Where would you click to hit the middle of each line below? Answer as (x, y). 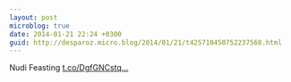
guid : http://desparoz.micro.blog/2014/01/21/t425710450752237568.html (145, 42)
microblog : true (39, 26)
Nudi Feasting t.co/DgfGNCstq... (69, 68)
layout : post (34, 17)
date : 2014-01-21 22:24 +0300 (66, 34)
